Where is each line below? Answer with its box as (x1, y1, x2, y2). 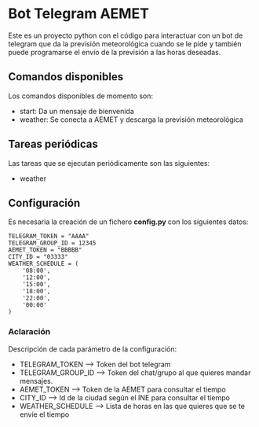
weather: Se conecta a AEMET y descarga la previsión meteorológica (19, 115, 243, 124)
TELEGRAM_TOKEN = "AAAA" (8, 233, 89, 241)
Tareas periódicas (8, 138, 98, 151)
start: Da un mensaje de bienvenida (19, 106, 135, 116)
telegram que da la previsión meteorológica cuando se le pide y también (8, 39, 242, 48)
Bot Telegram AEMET (8, 5, 149, 23)
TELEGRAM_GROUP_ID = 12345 (8, 239, 97, 248)
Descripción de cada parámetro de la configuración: (8, 344, 177, 354)
